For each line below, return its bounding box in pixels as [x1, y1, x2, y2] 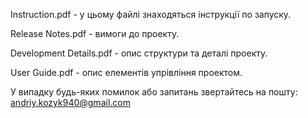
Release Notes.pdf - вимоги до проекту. [10, 28, 180, 39]
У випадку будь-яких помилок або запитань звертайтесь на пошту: [10, 86, 298, 98]
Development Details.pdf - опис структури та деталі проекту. [10, 47, 268, 59]
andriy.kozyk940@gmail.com [10, 97, 131, 108]
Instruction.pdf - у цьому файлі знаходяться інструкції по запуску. [10, 9, 292, 20]
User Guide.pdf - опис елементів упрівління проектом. [10, 67, 243, 78]
